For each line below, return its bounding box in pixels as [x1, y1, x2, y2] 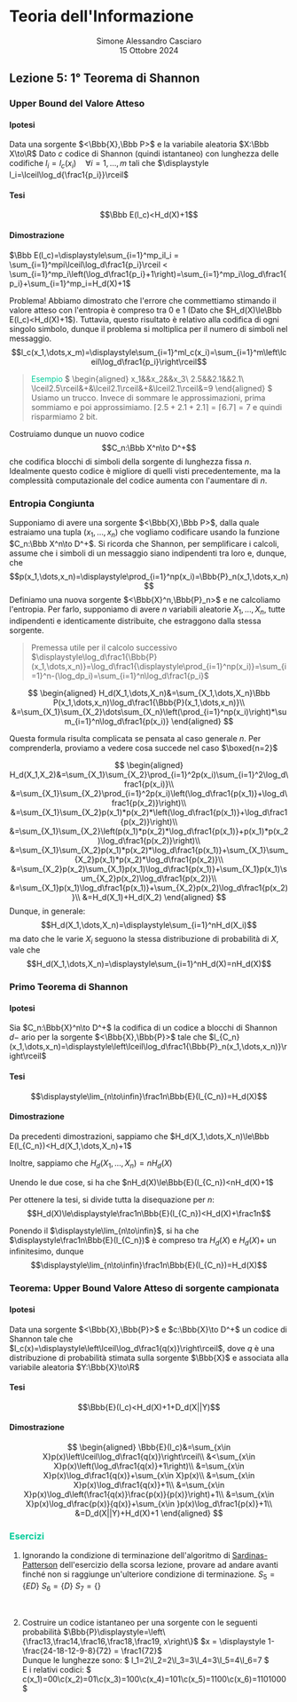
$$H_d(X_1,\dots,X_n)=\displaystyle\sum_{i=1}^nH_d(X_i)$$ [41, 919, 257, 930]
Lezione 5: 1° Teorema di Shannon [9, 71, 200, 86]
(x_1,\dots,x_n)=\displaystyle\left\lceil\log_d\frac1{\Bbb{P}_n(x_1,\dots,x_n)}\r [9, 1041, 288, 1052]
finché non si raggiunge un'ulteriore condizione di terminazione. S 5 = [21, 1569, 276, 1582]
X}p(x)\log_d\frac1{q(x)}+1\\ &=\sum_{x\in [73, 1480, 225, 1490]
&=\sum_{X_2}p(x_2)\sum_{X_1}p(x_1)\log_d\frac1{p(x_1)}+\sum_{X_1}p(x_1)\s [10, 863, 288, 874]
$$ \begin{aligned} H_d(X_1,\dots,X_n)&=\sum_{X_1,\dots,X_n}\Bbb [27, 687, 270, 698]
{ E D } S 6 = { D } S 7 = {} [21, 1580, 102, 1593]
